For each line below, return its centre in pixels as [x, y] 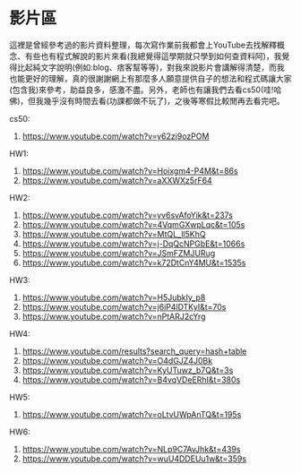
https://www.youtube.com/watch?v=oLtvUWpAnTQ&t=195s [132, 414]
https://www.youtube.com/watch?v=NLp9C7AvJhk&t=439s [131, 449]
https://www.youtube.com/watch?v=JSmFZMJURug [119, 253]
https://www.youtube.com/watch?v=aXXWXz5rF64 [117, 180]
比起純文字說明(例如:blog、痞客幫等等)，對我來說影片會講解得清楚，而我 [150, 67]
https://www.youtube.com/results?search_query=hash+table [134, 351]
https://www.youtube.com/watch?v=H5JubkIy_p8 [114, 297]
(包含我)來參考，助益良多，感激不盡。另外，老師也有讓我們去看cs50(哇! [142, 90]
